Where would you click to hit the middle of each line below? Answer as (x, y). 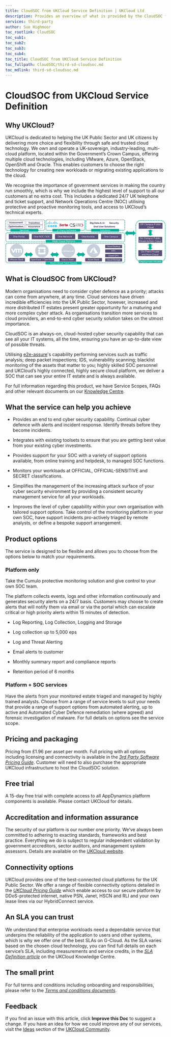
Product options (31, 539)
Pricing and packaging (42, 739)
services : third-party (29, 21)
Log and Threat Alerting (37, 642)
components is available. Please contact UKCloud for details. (69, 801)
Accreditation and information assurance (72, 817)
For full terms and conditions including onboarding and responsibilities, (80, 985)
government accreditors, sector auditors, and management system (75, 846)
